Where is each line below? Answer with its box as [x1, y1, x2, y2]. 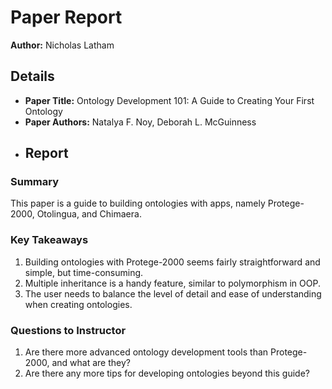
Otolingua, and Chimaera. [36, 208, 142, 220]
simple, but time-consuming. [24, 266, 144, 278]
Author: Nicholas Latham [10, 39, 115, 51]
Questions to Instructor [10, 323, 127, 337]
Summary [10, 175, 60, 189]
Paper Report [10, 6, 123, 29]
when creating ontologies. [24, 298, 133, 310]
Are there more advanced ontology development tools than [24, 346, 269, 358]
